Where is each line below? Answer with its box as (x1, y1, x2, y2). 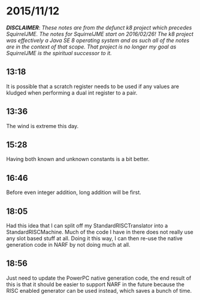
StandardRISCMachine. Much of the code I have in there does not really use (6, 229, 193, 235)
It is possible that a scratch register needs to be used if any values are (6, 83, 180, 90)
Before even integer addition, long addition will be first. (6, 189, 142, 196)
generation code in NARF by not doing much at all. (6, 241, 131, 248)
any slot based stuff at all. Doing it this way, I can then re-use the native (6, 235, 183, 242)
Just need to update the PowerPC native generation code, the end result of (6, 274, 192, 281)
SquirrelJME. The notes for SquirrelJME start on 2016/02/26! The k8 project (6, 30, 193, 37)
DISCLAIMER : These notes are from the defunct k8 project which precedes (6, 24, 192, 31)
